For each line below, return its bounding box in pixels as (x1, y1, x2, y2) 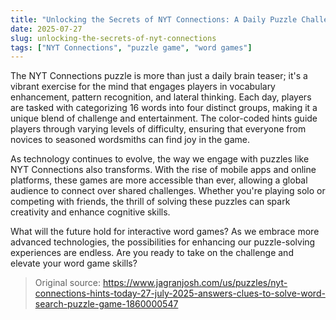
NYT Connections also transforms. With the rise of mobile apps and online (10, 164, 317, 176)
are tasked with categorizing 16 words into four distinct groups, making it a (10, 102, 318, 114)
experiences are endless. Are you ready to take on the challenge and (10, 247, 294, 259)
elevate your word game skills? (10, 257, 138, 270)
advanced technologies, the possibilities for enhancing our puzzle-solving (10, 236, 316, 248)
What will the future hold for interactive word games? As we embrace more (10, 226, 320, 238)
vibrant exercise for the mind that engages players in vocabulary (10, 81, 276, 93)
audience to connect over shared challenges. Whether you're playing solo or (10, 185, 326, 197)
